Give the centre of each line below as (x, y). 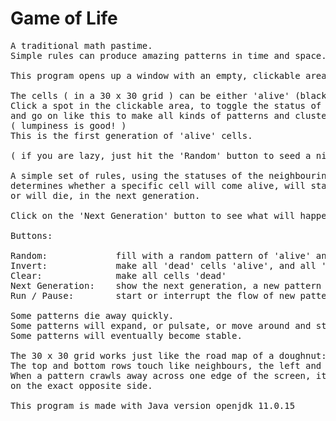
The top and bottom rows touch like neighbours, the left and (166, 365)
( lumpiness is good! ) (68, 125)
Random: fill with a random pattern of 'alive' (161, 255)
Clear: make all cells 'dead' (118, 275)
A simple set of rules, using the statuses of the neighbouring (171, 175)
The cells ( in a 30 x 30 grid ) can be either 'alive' (150, 95)
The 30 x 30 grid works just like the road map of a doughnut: (168, 355)
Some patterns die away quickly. (92, 315)
